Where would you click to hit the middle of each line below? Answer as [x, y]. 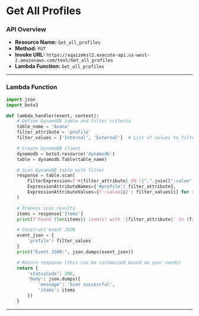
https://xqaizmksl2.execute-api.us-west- [98, 55]
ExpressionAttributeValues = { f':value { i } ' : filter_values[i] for [108, 192]
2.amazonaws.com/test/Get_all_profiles [64, 60]
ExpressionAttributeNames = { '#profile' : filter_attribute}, [102, 187]
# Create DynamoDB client [49, 148]
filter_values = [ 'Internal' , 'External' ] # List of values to [98, 138]
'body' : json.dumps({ [54, 279]
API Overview [26, 30]
